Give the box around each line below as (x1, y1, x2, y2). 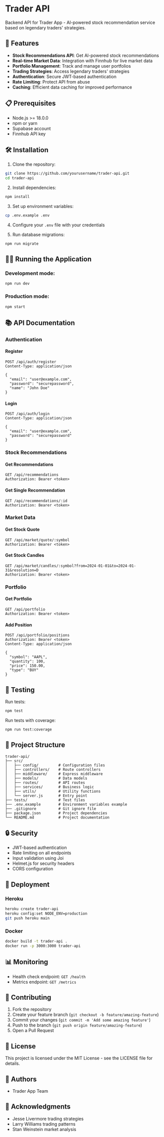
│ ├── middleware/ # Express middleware (5, 771, 103, 776)
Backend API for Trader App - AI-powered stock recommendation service (5, 19, 155, 25)
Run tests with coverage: (5, 717, 56, 723)
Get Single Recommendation (5, 487, 65, 493)
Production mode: (5, 293, 50, 300)
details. (5, 1060, 20, 1066)
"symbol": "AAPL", (9, 655, 48, 660)
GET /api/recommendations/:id (5, 498, 68, 503)
